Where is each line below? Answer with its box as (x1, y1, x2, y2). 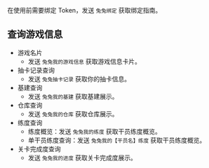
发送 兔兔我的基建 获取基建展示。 (27, 92, 119, 100)
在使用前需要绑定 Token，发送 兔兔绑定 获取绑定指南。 (7, 6, 162, 14)
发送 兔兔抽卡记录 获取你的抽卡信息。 (27, 74, 131, 83)
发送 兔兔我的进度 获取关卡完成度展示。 (27, 153, 137, 162)
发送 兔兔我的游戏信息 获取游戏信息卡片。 (27, 57, 142, 65)
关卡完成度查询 (17, 144, 61, 153)
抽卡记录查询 (17, 66, 55, 74)
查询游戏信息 (7, 29, 63, 41)
